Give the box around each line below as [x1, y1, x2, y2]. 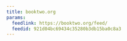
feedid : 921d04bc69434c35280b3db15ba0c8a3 [12, 25, 122, 32]
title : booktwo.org [6, 8, 56, 15]
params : [6, 14, 26, 20]
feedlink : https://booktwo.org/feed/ [12, 20, 108, 26]
